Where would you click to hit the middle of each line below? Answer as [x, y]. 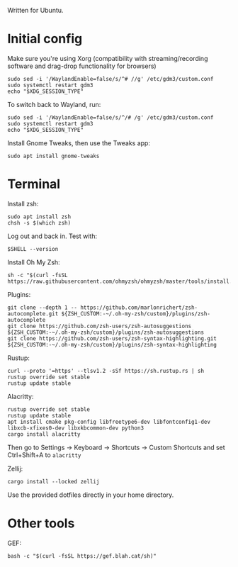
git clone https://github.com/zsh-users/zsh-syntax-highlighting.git [112, 338]
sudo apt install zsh [39, 217]
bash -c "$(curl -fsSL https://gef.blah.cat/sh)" [82, 556]
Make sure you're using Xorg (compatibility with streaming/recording [108, 58]
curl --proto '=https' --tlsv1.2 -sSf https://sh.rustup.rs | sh [106, 371]
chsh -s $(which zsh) [39, 223]
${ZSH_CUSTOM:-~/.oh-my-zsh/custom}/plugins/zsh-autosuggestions [106, 332]
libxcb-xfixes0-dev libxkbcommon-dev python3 [75, 428]
